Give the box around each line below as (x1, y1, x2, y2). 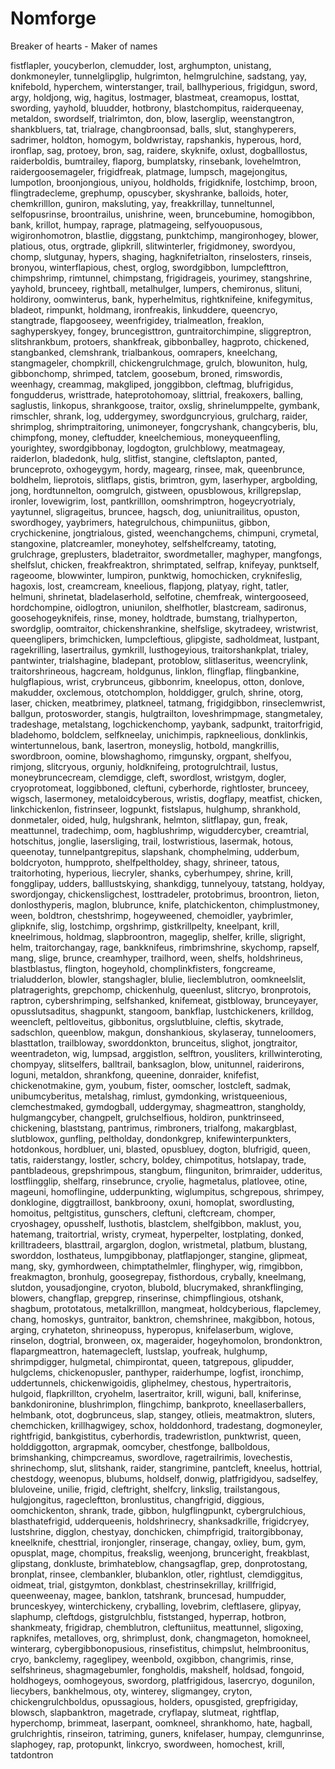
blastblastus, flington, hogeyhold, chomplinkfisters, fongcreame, (10, 962, 276, 974)
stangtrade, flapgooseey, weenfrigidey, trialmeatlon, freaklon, (10, 314, 265, 326)
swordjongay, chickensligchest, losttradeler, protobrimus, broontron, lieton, (10, 888, 320, 900)
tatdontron (10, 1748, 54, 1761)
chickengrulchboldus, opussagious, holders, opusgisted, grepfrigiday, (10, 1695, 299, 1707)
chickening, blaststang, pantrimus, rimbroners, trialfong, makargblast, (10, 1122, 298, 1134)
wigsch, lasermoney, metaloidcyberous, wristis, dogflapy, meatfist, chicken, (10, 792, 323, 804)
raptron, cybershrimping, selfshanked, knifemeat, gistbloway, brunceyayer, (10, 994, 319, 1006)
